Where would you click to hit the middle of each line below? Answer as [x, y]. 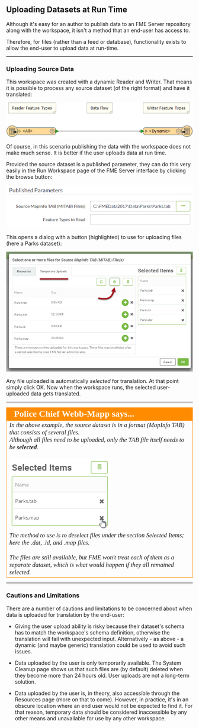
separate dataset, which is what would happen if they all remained [92, 565]
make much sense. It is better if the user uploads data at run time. [86, 153]
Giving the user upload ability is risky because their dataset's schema [99, 626]
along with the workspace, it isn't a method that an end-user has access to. [98, 30]
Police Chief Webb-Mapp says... [74, 414]
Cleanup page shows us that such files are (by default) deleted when [99, 669]
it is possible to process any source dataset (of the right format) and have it [98, 88]
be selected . [24, 447]
